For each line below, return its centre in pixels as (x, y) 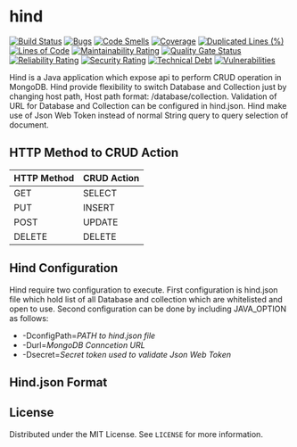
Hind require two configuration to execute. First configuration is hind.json (144, 290)
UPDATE (101, 222)
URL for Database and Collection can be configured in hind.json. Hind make (148, 105)
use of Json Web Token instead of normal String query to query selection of (149, 115)
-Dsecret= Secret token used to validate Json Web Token (127, 354)
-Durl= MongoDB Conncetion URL (83, 344)
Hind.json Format (58, 382)
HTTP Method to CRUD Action (94, 153)
